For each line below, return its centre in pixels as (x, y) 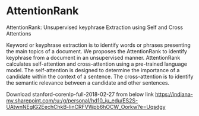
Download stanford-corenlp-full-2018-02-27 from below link (80, 94)
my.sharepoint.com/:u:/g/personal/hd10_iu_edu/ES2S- (72, 100)
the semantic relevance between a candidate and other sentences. (88, 83)
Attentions (19, 33)
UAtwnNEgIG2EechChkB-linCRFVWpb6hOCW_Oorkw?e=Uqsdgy (86, 107)
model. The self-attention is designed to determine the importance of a (93, 70)
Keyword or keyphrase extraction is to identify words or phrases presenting (99, 45)
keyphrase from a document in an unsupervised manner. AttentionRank (93, 57)
